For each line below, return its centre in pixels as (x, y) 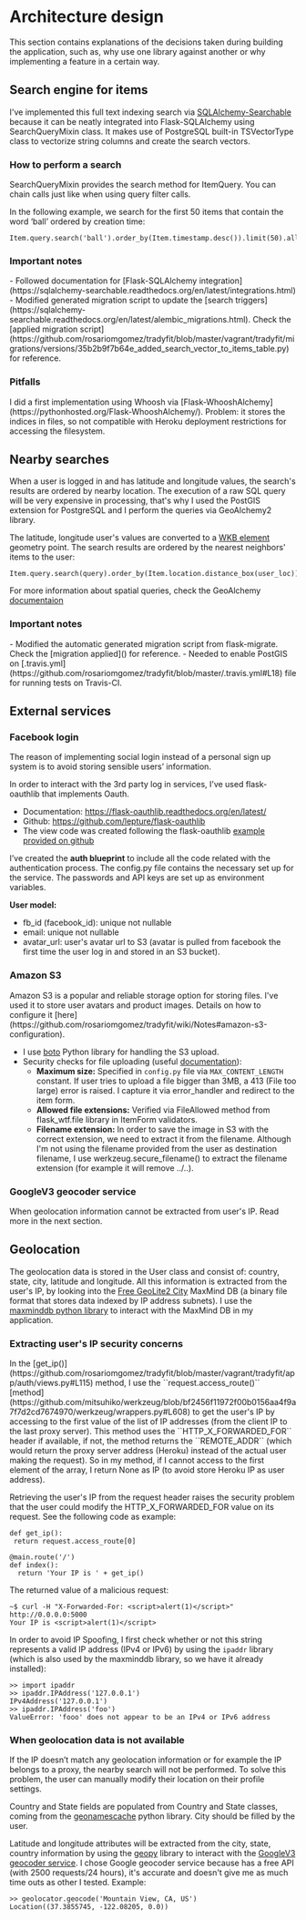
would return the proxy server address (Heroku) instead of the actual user (148, 1451)
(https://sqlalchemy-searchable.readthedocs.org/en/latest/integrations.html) (153, 291)
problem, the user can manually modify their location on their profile (137, 1780)
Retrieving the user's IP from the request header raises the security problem (152, 1497)
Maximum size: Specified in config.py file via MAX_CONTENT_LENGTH (160, 1071)
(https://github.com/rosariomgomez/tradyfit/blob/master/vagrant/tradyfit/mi (152, 339)
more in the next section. (56, 1221)
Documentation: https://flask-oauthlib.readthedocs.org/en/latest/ (144, 812)
